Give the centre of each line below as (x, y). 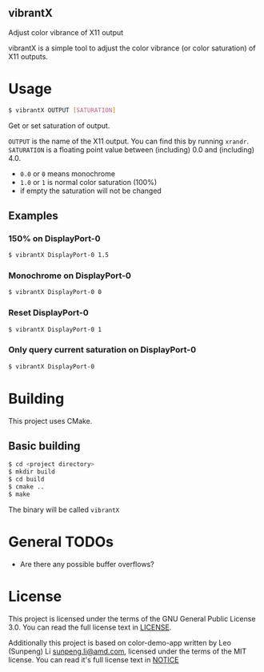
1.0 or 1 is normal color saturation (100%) (88, 182)
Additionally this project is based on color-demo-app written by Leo (120, 642)
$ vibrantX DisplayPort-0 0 (55, 292)
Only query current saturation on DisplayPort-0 (102, 350)
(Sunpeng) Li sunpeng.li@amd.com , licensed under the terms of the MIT (128, 651)
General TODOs (61, 542)
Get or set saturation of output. (59, 125)
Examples (33, 216)
